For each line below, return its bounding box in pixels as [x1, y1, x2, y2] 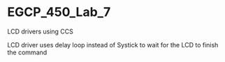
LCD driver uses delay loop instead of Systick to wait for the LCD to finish [7, 40, 219, 49]
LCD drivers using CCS [7, 27, 73, 36]
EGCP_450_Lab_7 [7, 4, 111, 20]
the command [7, 48, 48, 56]
